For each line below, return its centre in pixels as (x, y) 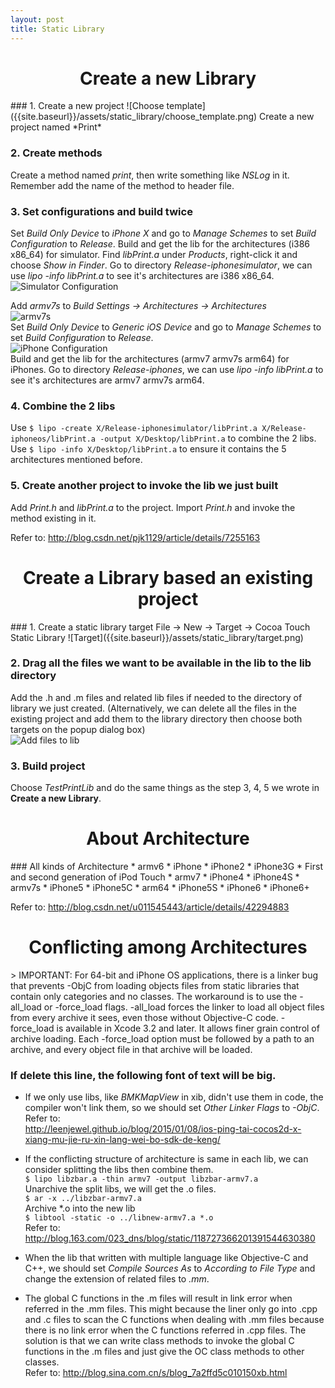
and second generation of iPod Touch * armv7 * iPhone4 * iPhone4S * (155, 877)
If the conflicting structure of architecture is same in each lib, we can (166, 1159)
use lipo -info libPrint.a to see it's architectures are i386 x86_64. (142, 276)
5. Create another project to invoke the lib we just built (144, 486)
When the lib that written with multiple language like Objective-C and (166, 1258)
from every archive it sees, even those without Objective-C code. (144, 1018)
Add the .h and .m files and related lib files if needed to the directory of (156, 697)
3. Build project (48, 766)
